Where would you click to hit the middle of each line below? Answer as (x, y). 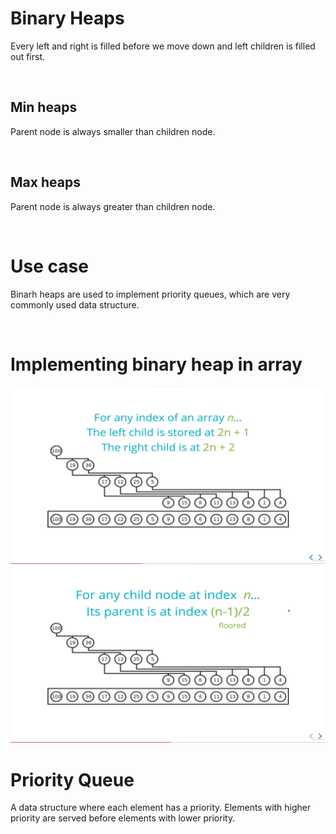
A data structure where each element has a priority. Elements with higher (161, 808)
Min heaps (44, 107)
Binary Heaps (67, 18)
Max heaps (45, 182)
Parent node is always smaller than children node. (113, 131)
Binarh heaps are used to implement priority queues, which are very (150, 294)
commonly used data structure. (75, 304)
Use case (49, 266)
